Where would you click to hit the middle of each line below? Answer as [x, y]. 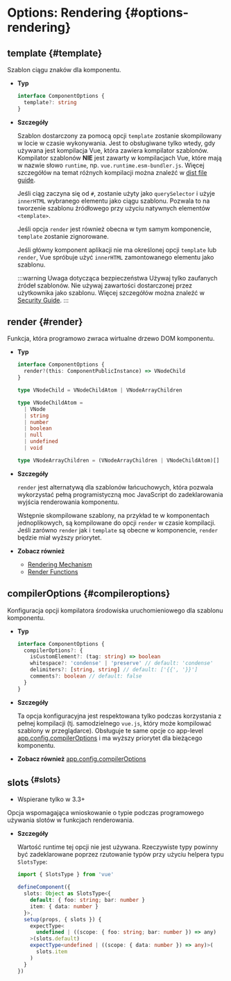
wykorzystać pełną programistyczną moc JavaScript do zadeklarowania [120, 494]
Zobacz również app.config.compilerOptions [82, 759]
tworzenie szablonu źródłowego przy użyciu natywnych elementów [113, 208]
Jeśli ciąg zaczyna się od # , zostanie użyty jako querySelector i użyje [116, 193]
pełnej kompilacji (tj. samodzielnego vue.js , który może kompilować [114, 723]
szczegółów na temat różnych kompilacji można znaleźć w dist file [112, 172]
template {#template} [55, 53]
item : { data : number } [64, 906]
